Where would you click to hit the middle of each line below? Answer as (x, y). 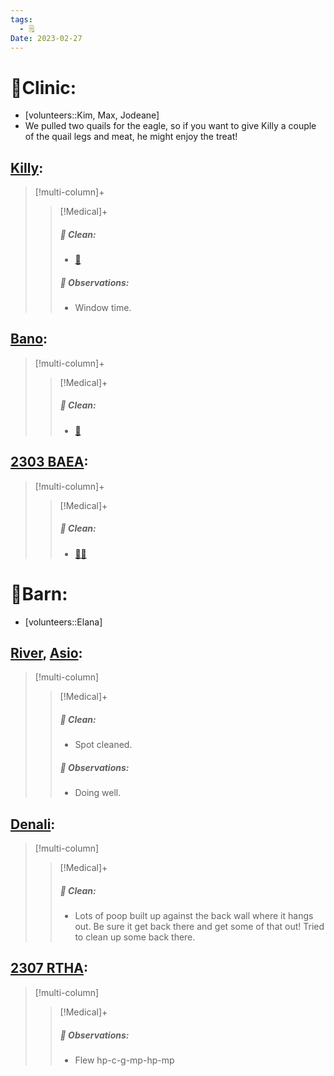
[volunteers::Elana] (63, 622)
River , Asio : (46, 652)
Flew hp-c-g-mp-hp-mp (124, 1060)
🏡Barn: (39, 593)
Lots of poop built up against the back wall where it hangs (194, 916)
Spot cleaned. (103, 745)
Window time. (103, 308)
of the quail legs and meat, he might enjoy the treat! (131, 137)
